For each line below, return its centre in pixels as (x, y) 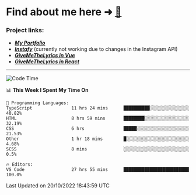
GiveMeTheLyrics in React (47, 61)
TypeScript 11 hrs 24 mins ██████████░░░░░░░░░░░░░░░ (98, 108)
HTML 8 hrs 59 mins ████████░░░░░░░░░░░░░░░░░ (98, 119)
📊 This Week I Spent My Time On (47, 90)
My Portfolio (30, 43)
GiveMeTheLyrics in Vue (45, 56)
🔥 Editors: (20, 165)
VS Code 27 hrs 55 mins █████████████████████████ (98, 170)
